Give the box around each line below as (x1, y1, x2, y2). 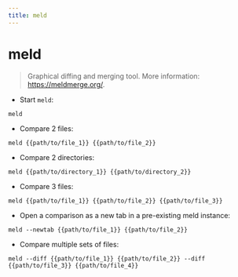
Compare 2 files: (19, 123, 74, 133)
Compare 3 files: (19, 181, 74, 191)
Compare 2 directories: (19, 152, 95, 162)
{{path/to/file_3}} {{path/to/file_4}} (8, 261, 139, 269)
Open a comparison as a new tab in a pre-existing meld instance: (19, 210, 230, 220)
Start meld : (19, 95, 53, 104)
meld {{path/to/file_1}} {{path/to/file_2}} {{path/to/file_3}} (8, 197, 223, 205)
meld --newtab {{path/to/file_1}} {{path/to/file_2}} (8, 225, 189, 234)
